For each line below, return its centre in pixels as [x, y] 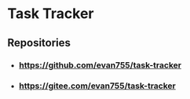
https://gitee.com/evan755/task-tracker [97, 86]
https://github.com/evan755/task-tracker [100, 65]
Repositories [39, 43]
